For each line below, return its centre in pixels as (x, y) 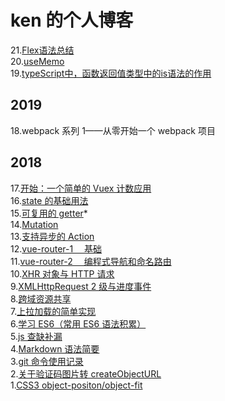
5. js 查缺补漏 (36, 336)
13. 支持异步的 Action (52, 236)
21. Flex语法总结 (42, 50)
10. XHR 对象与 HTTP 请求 (62, 273)
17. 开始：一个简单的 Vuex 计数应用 (81, 188)
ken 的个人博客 (72, 20)
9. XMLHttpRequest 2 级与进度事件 (81, 286)
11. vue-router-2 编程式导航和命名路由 (91, 261)
